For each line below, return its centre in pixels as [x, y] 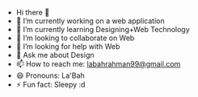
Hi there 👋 [33, 12]
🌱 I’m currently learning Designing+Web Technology [103, 29]
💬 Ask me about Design [55, 55]
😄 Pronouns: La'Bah [50, 75]
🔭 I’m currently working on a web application [90, 21]
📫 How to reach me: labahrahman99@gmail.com [98, 64]
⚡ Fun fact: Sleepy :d [51, 85]
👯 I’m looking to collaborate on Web [75, 38]
